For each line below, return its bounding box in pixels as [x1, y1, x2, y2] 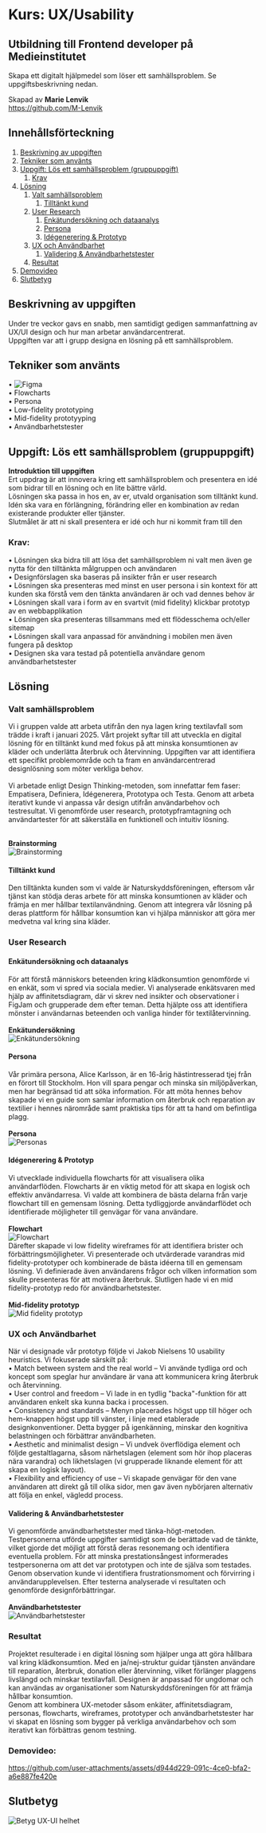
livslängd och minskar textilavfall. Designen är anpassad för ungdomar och [8, 1674, 253, 1684]
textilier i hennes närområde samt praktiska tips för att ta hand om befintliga [8, 1103, 257, 1113]
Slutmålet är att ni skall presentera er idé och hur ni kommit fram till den [8, 517, 243, 527]
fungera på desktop [8, 640, 73, 649]
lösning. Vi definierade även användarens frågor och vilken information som [8, 1266, 257, 1275]
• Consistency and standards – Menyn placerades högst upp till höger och [8, 1406, 252, 1416]
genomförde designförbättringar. [8, 1585, 116, 1595]
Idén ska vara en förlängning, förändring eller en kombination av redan [8, 500, 240, 510]
